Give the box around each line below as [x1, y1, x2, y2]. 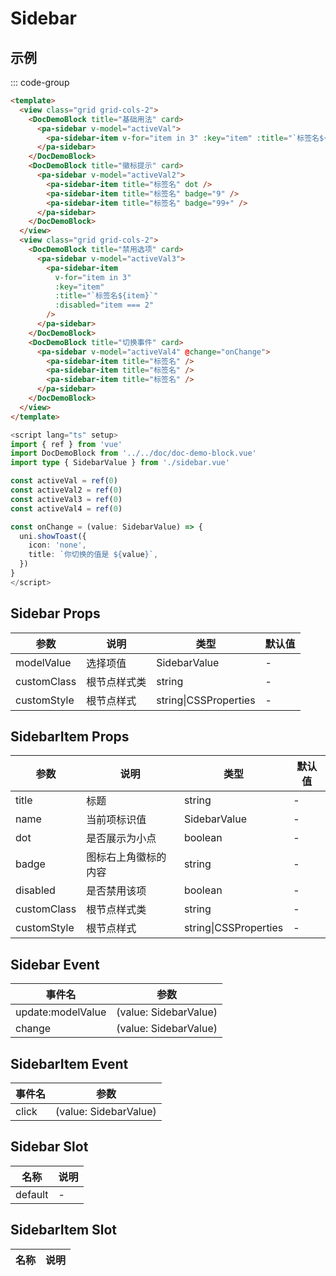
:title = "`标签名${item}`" [54, 291, 159, 301]
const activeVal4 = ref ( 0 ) [10, 503, 123, 514]
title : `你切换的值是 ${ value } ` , [28, 550, 159, 560]
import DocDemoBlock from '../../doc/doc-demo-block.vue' [10, 448, 257, 459]
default [15, 1187, 49, 1201]
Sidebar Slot [10, 1138, 89, 1156]
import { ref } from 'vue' [10, 439, 123, 449]
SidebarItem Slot [10, 1222, 118, 1239]
